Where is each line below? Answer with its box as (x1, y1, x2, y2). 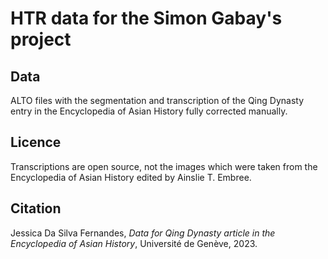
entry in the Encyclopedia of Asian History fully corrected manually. (10, 105, 288, 117)
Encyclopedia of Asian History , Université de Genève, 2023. (10, 237, 258, 249)
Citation (10, 200, 62, 217)
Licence (10, 134, 62, 151)
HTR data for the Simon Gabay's (10, 7, 283, 30)
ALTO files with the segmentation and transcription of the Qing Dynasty (10, 95, 304, 106)
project (10, 28, 72, 51)
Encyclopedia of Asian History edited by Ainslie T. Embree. (10, 171, 252, 183)
